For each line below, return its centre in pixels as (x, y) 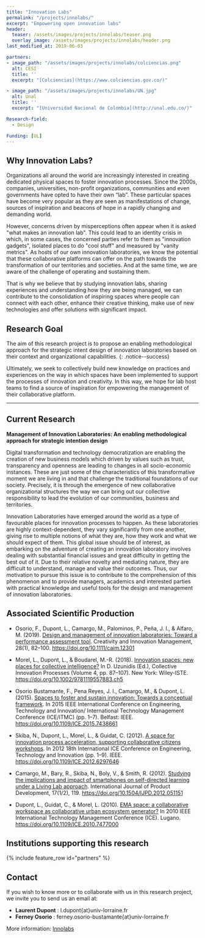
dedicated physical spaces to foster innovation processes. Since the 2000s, (102, 182)
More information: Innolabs (40, 929)
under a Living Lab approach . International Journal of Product (93, 786)
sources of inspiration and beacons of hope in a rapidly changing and (94, 208)
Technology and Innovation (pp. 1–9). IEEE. (69, 755)
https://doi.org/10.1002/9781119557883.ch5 (69, 679)
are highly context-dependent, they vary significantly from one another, (96, 529)
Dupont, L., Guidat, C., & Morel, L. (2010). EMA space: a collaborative (102, 805)
